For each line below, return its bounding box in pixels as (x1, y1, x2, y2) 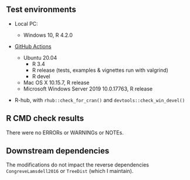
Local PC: (14, 20, 38, 27)
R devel (32, 72, 50, 79)
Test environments (6, 5, 76, 15)
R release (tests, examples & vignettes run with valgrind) (32, 67, 169, 74)
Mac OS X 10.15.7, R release (23, 79, 90, 86)
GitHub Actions (14, 43, 52, 50)
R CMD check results (6, 113, 84, 123)
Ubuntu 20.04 (23, 54, 57, 61)
